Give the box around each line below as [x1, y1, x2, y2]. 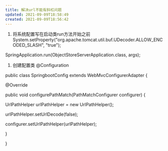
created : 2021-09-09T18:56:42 [5, 17, 69, 22]
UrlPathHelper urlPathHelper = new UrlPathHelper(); [5, 102, 114, 108]
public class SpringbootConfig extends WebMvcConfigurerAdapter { [5, 72, 148, 79]
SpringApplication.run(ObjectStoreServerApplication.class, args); [5, 52, 141, 58]
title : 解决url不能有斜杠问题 [5, 7, 62, 13]
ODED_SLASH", [12, 42, 45, 48]
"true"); [45, 42, 62, 48]
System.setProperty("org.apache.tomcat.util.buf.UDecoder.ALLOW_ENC [12, 37, 163, 43]
